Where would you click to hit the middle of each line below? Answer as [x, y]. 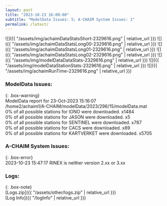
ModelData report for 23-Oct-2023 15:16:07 [51, 101]
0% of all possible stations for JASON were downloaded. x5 [68, 117]
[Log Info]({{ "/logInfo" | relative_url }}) [46, 198]
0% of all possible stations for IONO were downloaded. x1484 [70, 111]
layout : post [19, 10]
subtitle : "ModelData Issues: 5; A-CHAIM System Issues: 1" [70, 19]
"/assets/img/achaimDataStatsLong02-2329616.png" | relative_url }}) [84, 55]
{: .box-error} [19, 157]
